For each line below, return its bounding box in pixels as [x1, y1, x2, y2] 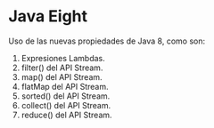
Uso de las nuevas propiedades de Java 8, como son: [8, 36, 206, 46]
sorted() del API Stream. [21, 91, 111, 101]
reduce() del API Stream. [21, 109, 112, 120]
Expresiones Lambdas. [21, 52, 106, 63]
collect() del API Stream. [21, 100, 111, 110]
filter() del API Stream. [21, 62, 103, 73]
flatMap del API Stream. [21, 81, 109, 92]
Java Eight [8, 6, 88, 27]
